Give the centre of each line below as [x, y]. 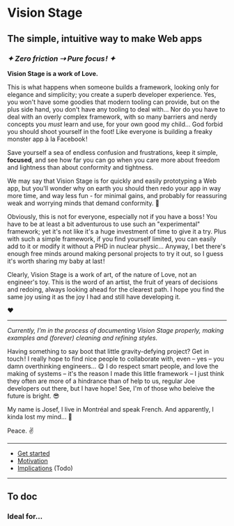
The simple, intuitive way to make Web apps [105, 39]
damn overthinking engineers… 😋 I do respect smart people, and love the [113, 366]
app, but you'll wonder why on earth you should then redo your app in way [114, 188]
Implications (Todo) [45, 468]
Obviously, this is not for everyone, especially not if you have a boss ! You [112, 216]
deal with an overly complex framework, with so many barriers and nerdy [112, 117]
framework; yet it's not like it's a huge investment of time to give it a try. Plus [117, 231]
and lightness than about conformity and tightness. [80, 167]
